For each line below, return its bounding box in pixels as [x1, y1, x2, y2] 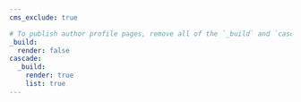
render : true [25, 71, 74, 81]
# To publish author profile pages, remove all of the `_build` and [9, 29, 271, 38]
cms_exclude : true [9, 13, 78, 22]
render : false [17, 46, 70, 55]
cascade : [9, 55, 42, 64]
